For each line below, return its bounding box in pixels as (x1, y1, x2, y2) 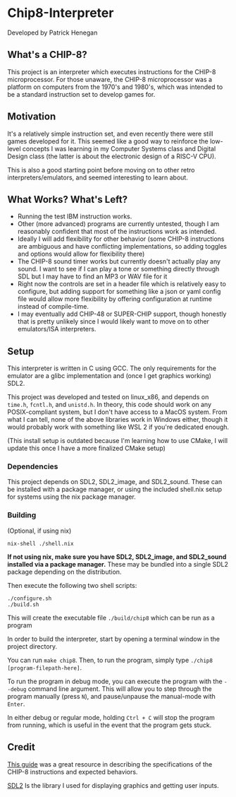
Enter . (7, 699, 25, 708)
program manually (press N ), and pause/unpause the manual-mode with (7, 692, 216, 700)
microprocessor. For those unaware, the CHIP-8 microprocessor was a (7, 75, 213, 83)
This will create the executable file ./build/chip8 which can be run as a (7, 613, 215, 622)
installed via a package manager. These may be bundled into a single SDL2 (7, 560, 229, 568)
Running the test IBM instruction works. (17, 212, 132, 220)
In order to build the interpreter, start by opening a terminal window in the (7, 634, 221, 643)
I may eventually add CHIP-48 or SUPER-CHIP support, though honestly (17, 309, 227, 319)
